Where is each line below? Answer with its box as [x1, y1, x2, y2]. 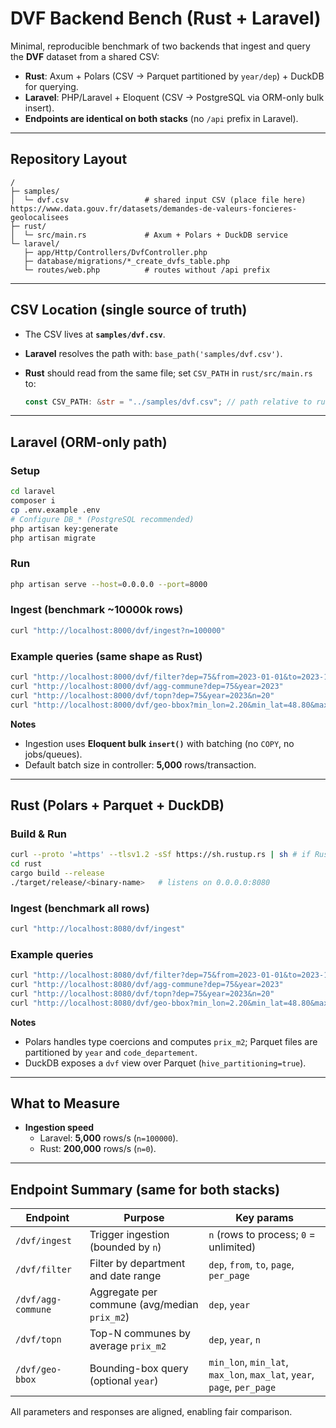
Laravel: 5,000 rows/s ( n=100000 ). [39, 1132, 179, 1144]
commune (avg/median [89, 1298, 199, 1312]
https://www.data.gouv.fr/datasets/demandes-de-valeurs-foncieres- [10, 203, 298, 214]
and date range [89, 1269, 162, 1283]
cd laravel [10, 487, 56, 497]
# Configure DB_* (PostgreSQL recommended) [10, 514, 195, 524]
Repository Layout [10, 151, 128, 168]
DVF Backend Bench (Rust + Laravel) [10, 7, 322, 30]
